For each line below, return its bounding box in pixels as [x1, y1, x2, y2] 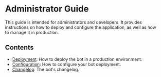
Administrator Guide [5, 3, 89, 14]
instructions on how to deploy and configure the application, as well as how [5, 24, 157, 30]
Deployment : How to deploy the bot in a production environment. [12, 56, 143, 62]
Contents [5, 43, 34, 51]
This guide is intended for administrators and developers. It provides [5, 19, 142, 25]
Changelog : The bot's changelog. [12, 66, 79, 72]
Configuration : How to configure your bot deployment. [12, 61, 121, 67]
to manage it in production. [5, 29, 59, 35]
